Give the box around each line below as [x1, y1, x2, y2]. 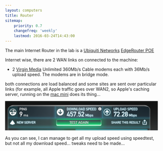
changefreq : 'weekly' [14, 28, 57, 34]
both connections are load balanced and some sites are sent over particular [5, 81, 157, 87]
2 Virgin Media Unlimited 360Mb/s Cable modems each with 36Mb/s [12, 66, 150, 72]
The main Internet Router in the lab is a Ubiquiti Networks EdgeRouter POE [5, 48, 154, 53]
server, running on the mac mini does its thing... [5, 92, 101, 97]
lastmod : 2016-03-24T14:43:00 [14, 34, 75, 38]
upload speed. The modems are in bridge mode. [12, 72, 109, 77]
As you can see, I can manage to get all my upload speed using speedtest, [5, 135, 154, 141]
